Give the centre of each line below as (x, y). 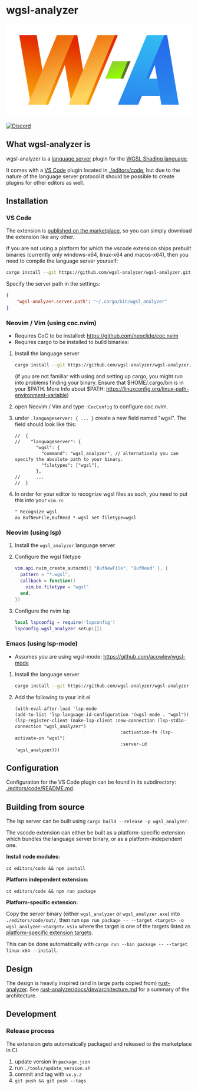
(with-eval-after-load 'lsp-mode (56, 709)
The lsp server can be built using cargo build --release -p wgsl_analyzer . (98, 821)
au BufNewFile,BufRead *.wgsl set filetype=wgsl (75, 518)
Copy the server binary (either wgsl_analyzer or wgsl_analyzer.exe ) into (93, 914)
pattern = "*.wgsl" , (45, 575)
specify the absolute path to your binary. (69, 460)
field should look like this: (45, 424)
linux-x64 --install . (32, 950)
